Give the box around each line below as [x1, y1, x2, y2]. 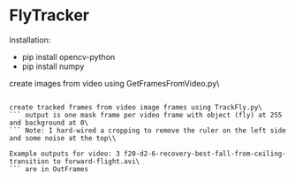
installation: [9, 34, 51, 45]
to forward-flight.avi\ [52, 156, 140, 166]
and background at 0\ [9, 118, 89, 127]
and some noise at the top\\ [9, 133, 117, 142]
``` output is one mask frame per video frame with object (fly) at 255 [9, 110, 283, 119]
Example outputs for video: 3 [9, 149, 121, 158]
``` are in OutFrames [9, 164, 89, 173]
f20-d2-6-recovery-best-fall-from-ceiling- [123, 149, 287, 158]
